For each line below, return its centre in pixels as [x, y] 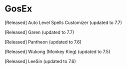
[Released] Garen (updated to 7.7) [39, 32]
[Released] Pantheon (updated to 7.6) [43, 42]
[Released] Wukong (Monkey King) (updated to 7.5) [57, 51]
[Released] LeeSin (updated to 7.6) [40, 61]
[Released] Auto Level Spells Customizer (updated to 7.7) [63, 22]
